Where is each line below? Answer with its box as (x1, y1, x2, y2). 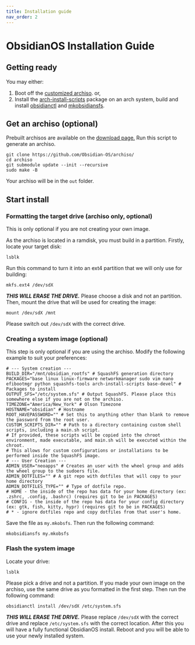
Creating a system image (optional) (6, 335, 108, 343)
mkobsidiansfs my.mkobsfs (6, 531, 69, 537)
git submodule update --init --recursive (6, 162, 109, 168)
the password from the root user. (6, 417, 90, 423)
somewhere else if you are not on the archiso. (6, 397, 124, 402)
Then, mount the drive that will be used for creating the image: (6, 299, 156, 305)
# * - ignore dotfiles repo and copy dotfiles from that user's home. (6, 509, 182, 516)
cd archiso (6, 157, 33, 163)
